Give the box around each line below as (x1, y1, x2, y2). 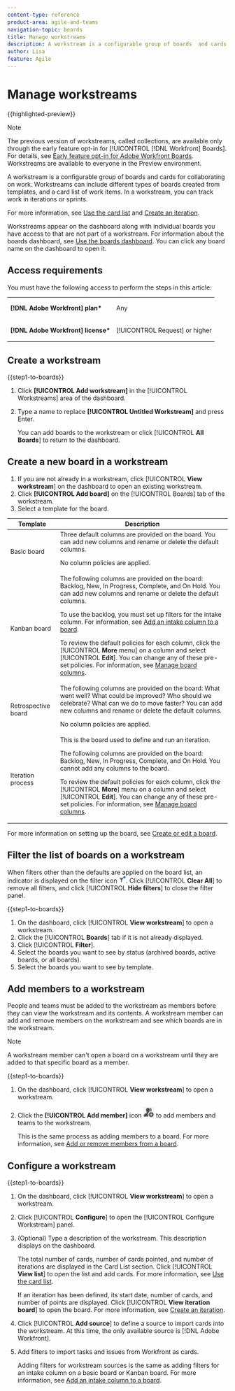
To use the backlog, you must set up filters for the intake (59, 610, 222, 618)
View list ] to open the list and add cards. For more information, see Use (17, 1270, 225, 1278)
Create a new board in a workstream (7, 456, 169, 468)
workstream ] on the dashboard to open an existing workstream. (17, 482, 203, 490)
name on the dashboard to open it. (7, 244, 107, 252)
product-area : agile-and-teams (7, 18, 99, 26)
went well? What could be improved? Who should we (59, 692, 212, 699)
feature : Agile (7, 56, 52, 63)
